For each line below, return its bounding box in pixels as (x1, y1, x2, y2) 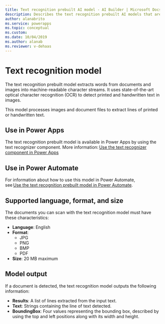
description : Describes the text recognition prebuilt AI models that (5, 12, 153, 17)
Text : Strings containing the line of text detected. (12, 303, 111, 309)
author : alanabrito (5, 16, 45, 21)
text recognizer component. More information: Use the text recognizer (5, 144, 147, 150)
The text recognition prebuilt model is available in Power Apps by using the (5, 139, 157, 145)
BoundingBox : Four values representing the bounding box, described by (12, 308, 159, 314)
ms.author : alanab (5, 39, 43, 44)
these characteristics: (5, 215, 49, 221)
